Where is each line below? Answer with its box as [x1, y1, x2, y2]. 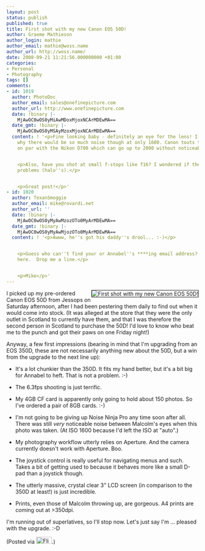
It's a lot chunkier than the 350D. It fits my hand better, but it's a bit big [15, 365, 193, 372]
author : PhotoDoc [12, 94, 56, 100]
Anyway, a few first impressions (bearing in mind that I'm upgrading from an [6, 340, 198, 348]
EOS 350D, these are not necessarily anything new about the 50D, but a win [6, 347, 197, 354]
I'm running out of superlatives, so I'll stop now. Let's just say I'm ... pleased [6, 518, 197, 525]
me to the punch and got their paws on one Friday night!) [6, 328, 149, 336]
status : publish [6, 15, 48, 21]
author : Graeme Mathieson [6, 32, 72, 38]
